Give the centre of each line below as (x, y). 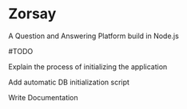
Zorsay (32, 14)
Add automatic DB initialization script (69, 82)
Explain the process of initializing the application (88, 66)
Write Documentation (43, 97)
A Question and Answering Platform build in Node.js (94, 36)
